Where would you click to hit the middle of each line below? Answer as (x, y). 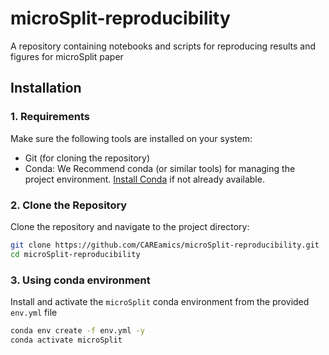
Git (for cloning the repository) (87, 158)
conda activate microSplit (66, 340)
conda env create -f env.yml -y (77, 330)
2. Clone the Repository (69, 205)
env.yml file (34, 312)
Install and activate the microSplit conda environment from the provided (160, 301)
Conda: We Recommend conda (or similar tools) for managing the (160, 168)
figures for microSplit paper (67, 56)
